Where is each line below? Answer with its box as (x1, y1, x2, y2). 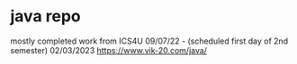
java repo (10, 6, 81, 27)
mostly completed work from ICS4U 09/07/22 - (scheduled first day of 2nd (10, 36, 289, 46)
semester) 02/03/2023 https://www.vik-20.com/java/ (10, 44, 208, 55)
